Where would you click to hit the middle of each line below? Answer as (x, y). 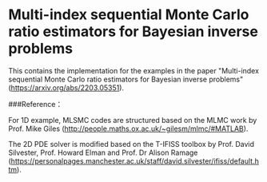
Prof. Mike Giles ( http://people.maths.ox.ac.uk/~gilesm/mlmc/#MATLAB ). (128, 129)
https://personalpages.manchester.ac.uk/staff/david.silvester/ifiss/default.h (135, 160)
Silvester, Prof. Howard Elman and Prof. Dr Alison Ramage (103, 152)
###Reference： (36, 104)
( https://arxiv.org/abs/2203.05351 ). (66, 87)
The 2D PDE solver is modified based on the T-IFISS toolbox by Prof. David (131, 144)
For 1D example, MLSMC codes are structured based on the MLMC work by (133, 120)
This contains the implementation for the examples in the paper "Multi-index (134, 70)
